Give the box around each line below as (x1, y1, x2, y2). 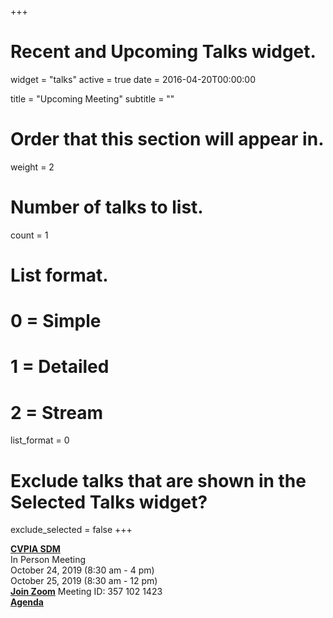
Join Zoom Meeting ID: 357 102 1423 (10, 586, 163, 598)
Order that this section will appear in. (10, 128, 325, 151)
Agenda (10, 596, 44, 608)
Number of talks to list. (10, 196, 204, 219)
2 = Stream (10, 401, 103, 424)
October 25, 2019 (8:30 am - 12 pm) (10, 575, 158, 587)
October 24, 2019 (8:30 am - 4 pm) (10, 564, 155, 576)
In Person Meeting (10, 554, 87, 566)
